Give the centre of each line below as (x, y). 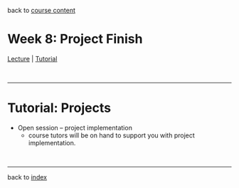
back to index (27, 177)
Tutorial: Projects (59, 108)
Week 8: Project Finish (75, 39)
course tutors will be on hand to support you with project (112, 135)
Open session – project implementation (75, 127)
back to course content (42, 10)
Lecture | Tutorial (32, 58)
